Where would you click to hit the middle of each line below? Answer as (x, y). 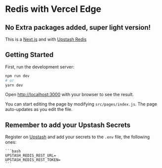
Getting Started (29, 55)
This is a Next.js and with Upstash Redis (46, 39)
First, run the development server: (40, 67)
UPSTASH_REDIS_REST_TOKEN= (33, 160)
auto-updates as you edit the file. (39, 110)
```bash (13, 151)
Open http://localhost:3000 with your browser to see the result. (70, 95)
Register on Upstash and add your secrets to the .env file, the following (78, 137)
